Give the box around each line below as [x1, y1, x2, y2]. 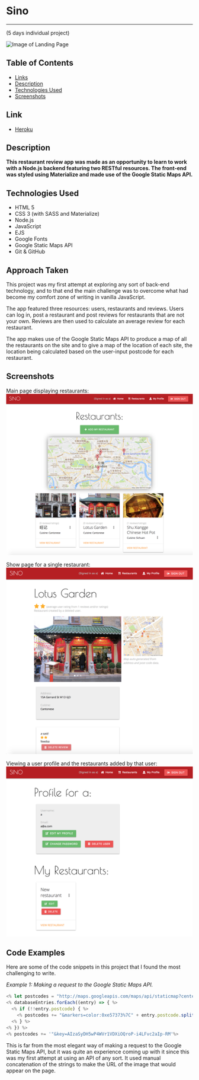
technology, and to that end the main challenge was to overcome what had [6, 287, 188, 294]
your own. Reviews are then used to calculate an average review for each [6, 318, 185, 324]
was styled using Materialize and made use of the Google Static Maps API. [6, 171, 193, 178]
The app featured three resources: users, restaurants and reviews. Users [6, 305, 184, 312]
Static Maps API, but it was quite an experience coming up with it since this [6, 1048, 190, 1055]
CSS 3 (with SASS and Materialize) [14, 210, 99, 218]
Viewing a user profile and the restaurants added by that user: [6, 760, 158, 767]
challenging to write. [6, 970, 56, 977]
